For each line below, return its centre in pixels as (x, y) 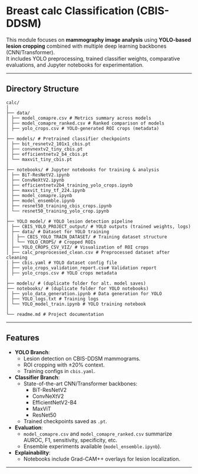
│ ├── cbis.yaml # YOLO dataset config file (62, 263)
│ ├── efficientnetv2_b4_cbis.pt (47, 154)
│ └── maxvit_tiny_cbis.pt (39, 159)
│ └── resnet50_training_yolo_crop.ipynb (58, 211)
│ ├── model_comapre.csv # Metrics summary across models (79, 118)
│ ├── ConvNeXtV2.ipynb (35, 180)
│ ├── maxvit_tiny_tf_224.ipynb (46, 190)
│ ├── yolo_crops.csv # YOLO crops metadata (62, 273)
